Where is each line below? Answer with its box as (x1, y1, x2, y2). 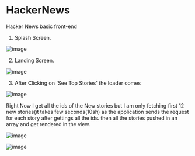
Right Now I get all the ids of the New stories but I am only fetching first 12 (6, 102, 184, 109)
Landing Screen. (14, 57, 54, 64)
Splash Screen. (14, 34, 51, 41)
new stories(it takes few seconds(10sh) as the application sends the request (6, 108, 189, 115)
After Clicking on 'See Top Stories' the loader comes (14, 79, 141, 86)
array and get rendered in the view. (6, 120, 90, 127)
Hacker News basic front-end (6, 23, 78, 30)
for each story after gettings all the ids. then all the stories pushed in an (6, 115, 178, 122)
